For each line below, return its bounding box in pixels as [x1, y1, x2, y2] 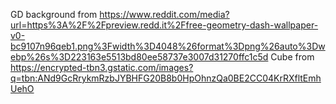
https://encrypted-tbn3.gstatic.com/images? [10, 62, 194, 73]
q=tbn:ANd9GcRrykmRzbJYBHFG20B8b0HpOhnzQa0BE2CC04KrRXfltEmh [10, 72, 322, 84]
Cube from [270, 51, 315, 63]
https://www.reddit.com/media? [99, 9, 230, 20]
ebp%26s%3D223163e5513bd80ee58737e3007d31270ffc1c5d [10, 51, 269, 63]
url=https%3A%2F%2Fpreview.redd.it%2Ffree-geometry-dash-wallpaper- [10, 19, 319, 31]
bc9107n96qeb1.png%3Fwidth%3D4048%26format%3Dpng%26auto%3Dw [10, 40, 326, 52]
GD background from [10, 9, 98, 20]
